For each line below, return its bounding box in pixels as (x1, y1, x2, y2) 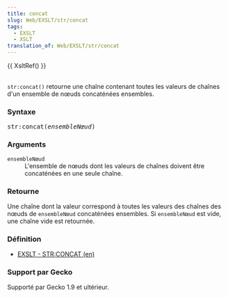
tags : (7, 23, 23, 30)
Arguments (7, 140, 47, 149)
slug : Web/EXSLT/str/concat (7, 17, 89, 24)
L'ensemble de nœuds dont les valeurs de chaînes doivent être (24, 161, 205, 170)
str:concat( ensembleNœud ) (7, 123, 96, 131)
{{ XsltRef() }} (7, 62, 47, 69)
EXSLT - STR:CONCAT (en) (17, 250, 95, 258)
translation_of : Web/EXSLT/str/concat (7, 42, 120, 49)
